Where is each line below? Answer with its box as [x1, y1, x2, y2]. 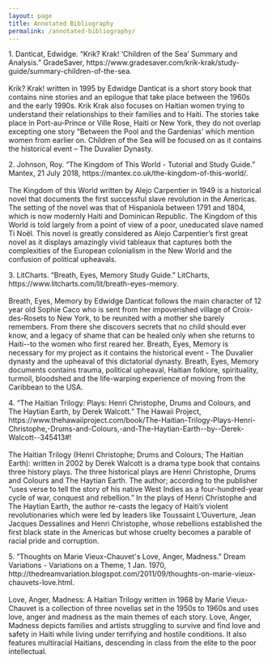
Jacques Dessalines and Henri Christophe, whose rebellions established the [8, 519, 262, 528]
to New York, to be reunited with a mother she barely [48, 313, 225, 323]
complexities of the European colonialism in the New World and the [8, 246, 232, 256]
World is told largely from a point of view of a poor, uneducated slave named [8, 220, 264, 230]
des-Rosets [8, 313, 47, 323]
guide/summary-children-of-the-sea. [8, 67, 132, 76]
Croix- [232, 305, 253, 315]
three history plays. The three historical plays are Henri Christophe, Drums [8, 467, 257, 477]
